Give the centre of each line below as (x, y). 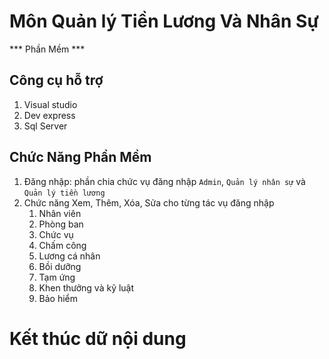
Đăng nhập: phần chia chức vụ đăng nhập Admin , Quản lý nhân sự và (164, 181)
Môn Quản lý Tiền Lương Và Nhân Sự (164, 21)
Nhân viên (60, 213)
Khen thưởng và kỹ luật (86, 287)
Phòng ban (61, 224)
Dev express (49, 115)
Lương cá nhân (69, 256)
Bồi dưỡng (60, 266)
